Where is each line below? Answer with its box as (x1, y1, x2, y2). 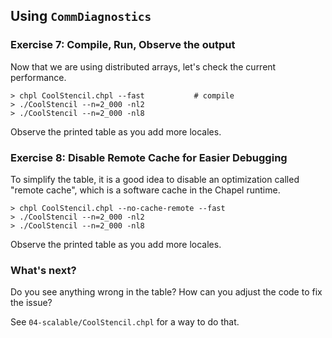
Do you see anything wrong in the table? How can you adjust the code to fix (10, 286, 323, 298)
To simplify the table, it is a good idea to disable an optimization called (10, 173, 300, 185)
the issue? (10, 297, 53, 309)
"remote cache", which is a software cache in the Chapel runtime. (10, 184, 281, 196)
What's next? (10, 263, 77, 277)
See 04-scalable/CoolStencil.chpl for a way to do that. (10, 316, 240, 328)
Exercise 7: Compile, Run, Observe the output (10, 38, 236, 52)
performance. (10, 71, 67, 83)
